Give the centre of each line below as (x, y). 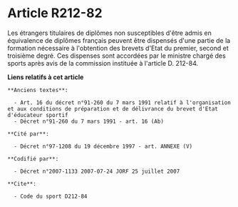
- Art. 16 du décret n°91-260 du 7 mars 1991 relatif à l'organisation (123, 102)
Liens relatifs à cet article (46, 77)
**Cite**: (22, 183)
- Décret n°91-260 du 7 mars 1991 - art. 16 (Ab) (89, 121)
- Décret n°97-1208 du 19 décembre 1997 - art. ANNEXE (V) (103, 146)
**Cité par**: (29, 133)
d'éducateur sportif (38, 115)
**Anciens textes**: (38, 90)
